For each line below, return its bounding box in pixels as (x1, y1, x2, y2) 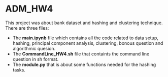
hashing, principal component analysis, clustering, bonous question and (12, 40, 163, 46)
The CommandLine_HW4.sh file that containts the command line (12, 51, 150, 57)
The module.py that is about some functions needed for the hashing (12, 61, 156, 67)
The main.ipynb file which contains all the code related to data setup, (12, 35, 159, 41)
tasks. (12, 66, 25, 73)
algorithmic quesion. (12, 45, 56, 51)
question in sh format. (12, 56, 59, 62)
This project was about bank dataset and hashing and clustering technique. (5, 20, 163, 26)
